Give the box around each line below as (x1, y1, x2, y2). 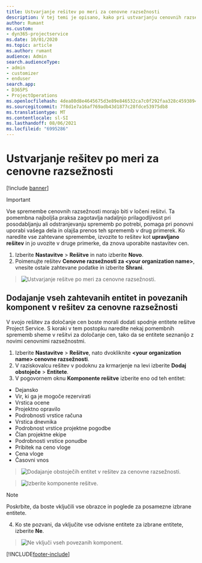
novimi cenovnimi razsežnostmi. (6, 337, 86, 345)
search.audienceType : (6, 59, 61, 65)
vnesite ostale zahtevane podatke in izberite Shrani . (14, 263, 144, 271)
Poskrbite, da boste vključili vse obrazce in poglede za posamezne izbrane (6, 502, 192, 510)
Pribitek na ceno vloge (14, 444, 71, 451)
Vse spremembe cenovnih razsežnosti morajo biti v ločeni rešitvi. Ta (6, 208, 175, 215)
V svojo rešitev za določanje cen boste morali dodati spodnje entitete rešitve (6, 318, 195, 325)
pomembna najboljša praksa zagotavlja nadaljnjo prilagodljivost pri (6, 214, 171, 221)
